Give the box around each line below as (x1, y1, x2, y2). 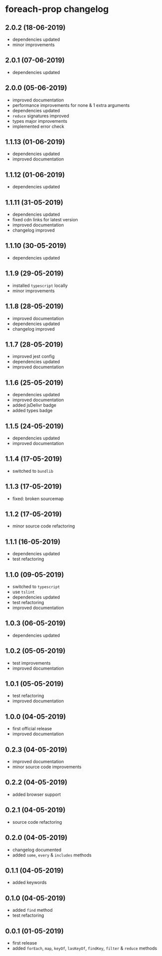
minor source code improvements (12, 764, 82, 770)
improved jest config (12, 353, 55, 359)
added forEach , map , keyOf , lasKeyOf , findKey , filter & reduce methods (12, 945, 158, 951)
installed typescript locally (12, 282, 68, 288)
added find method (12, 907, 53, 913)
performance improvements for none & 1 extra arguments (12, 102, 130, 108)
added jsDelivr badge (12, 402, 57, 408)
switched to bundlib (12, 468, 54, 474)
